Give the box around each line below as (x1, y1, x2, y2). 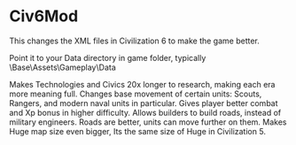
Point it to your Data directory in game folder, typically (9, 52, 206, 63)
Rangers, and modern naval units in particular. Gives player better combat (9, 97, 278, 108)
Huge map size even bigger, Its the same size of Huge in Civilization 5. (9, 126, 266, 136)
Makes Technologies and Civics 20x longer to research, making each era (9, 79, 276, 89)
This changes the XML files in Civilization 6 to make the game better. (9, 35, 260, 46)
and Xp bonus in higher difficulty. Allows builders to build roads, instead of (9, 107, 282, 118)
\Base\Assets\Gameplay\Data (9, 62, 117, 72)
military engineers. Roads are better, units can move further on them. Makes (9, 117, 287, 127)
